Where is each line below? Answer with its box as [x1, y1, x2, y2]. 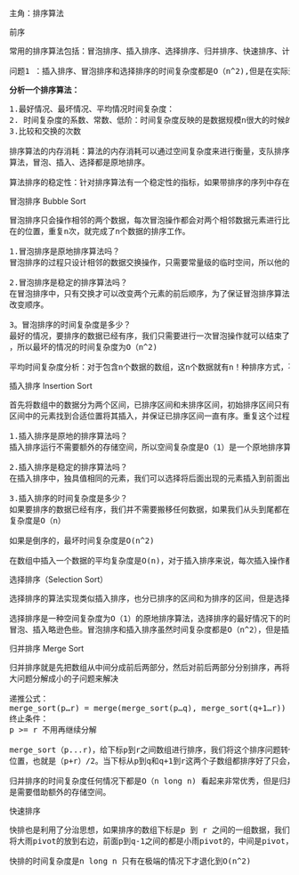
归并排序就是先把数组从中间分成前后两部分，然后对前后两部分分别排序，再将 [9, 662, 290, 672]
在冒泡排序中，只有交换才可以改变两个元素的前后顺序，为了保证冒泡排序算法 [9, 288, 290, 298]
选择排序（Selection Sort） [9, 574, 109, 585]
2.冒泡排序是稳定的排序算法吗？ [9, 278, 128, 288]
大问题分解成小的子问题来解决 [9, 674, 118, 684]
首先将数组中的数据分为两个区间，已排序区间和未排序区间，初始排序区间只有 [9, 400, 290, 409]
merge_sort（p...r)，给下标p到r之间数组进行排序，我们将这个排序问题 [9, 745, 281, 755]
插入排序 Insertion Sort [9, 381, 93, 391]
